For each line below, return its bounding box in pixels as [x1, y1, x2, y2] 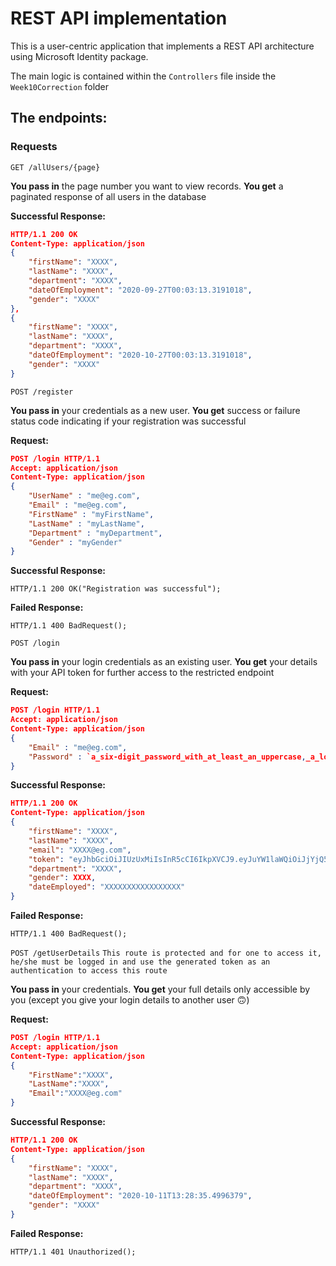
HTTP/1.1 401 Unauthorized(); [10, 1247, 137, 1257]
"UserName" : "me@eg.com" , [28, 491, 141, 501]
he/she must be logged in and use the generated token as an [10, 957, 271, 967]
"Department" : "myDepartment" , [28, 528, 163, 538]
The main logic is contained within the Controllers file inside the [10, 70, 277, 82]
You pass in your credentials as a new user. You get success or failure [10, 404, 301, 416]
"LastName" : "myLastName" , [28, 518, 145, 529]
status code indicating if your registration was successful [10, 415, 247, 427]
